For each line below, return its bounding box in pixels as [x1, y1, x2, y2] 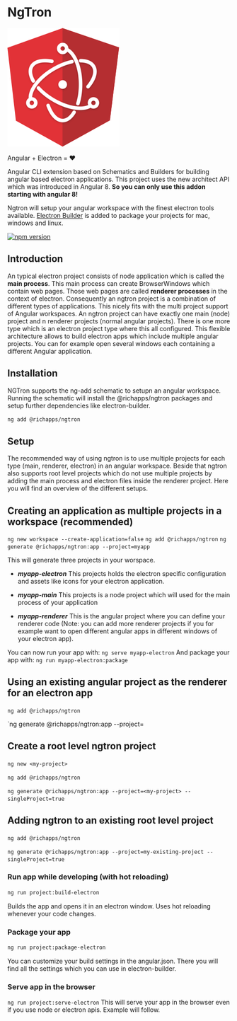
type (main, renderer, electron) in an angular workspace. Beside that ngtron [7, 461, 228, 471]
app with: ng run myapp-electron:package [7, 656, 129, 664]
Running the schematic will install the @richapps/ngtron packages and [7, 393, 213, 402]
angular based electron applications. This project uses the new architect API [7, 175, 230, 183]
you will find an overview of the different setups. [7, 484, 149, 492]
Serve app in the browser [7, 981, 96, 991]
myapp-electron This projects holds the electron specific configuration [17, 570, 226, 578]
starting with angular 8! [7, 190, 79, 198]
